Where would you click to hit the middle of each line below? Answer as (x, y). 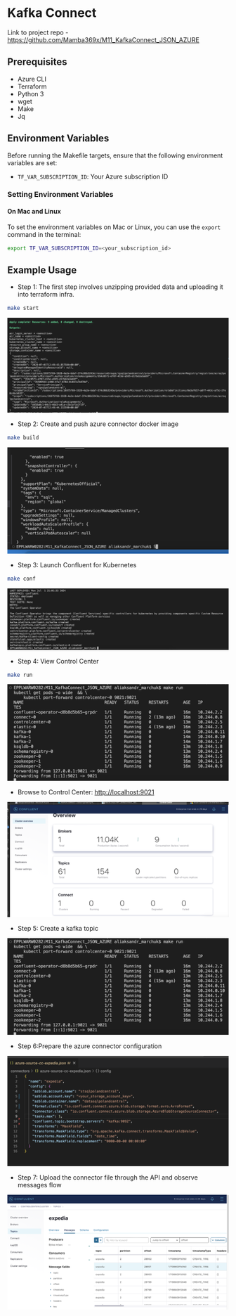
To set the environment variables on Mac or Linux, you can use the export (114, 227)
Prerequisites (37, 62)
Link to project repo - (38, 32)
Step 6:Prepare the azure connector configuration (90, 1046)
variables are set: (32, 162)
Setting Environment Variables (60, 195)
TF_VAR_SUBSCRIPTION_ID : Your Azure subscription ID (93, 176)
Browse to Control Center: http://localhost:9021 (86, 792)
